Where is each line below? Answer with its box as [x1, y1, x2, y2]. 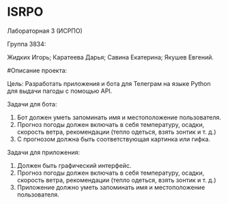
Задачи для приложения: [7, 148, 81, 156]
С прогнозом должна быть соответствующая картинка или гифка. [16, 134, 210, 143]
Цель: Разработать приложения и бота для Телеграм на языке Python [7, 79, 212, 87]
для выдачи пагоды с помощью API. [7, 87, 113, 95]
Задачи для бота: [7, 100, 57, 108]
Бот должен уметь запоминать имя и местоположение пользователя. [16, 113, 222, 121]
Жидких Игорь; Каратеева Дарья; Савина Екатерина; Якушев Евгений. [7, 53, 214, 61]
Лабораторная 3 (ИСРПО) [7, 27, 83, 35]
